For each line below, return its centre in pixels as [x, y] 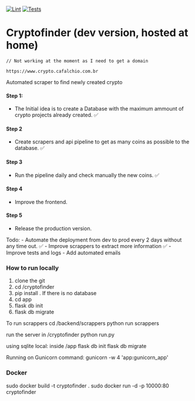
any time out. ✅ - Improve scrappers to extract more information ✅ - [89, 246]
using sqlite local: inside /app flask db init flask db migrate [76, 346]
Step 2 [14, 129]
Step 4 [14, 189]
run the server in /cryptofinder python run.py [60, 335]
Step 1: [15, 96]
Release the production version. [53, 228]
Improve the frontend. [41, 202]
